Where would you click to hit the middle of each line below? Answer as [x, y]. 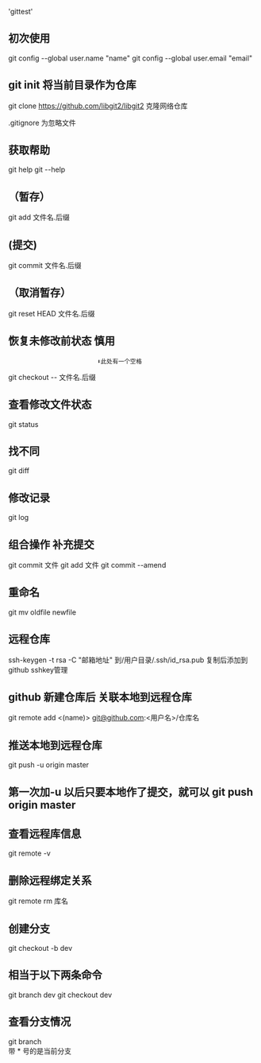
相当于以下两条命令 [55, 975]
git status [23, 424]
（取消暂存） [40, 293]
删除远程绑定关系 [50, 881]
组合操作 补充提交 [51, 544]
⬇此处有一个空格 [119, 361]
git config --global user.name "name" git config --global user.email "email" [130, 58]
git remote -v [30, 853]
